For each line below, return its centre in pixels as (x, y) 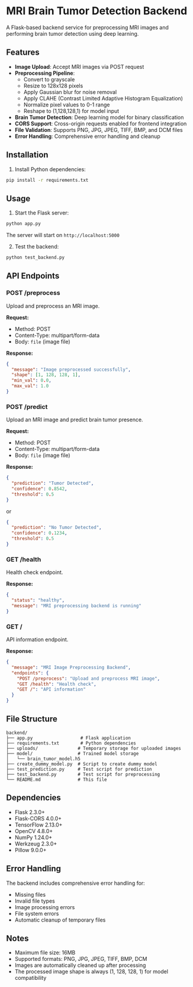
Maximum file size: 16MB (45, 953)
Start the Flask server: (42, 213)
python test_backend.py (36, 258)
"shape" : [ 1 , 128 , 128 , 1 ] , (46, 375)
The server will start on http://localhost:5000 (63, 235)
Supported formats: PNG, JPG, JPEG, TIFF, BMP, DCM (81, 959)
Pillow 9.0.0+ (30, 850)
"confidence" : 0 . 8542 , (39, 488)
